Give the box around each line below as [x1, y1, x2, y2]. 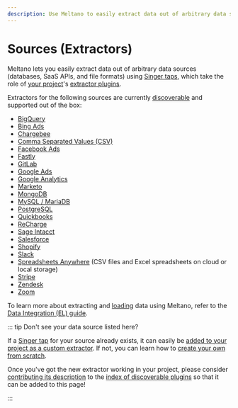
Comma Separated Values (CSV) [17, 137, 113, 145]
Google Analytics [17, 174, 68, 183]
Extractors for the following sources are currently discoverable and [7, 93, 203, 101]
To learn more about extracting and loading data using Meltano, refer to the [7, 301, 227, 310]
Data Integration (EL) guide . [7, 309, 88, 317]
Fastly [17, 152, 35, 160]
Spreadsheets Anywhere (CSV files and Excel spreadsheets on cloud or [17, 257, 227, 266]
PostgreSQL [17, 205, 53, 213]
